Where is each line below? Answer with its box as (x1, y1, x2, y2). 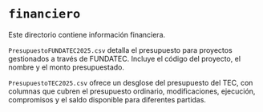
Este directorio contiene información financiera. (8, 30, 166, 39)
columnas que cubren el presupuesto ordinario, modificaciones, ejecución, (8, 86, 256, 96)
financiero (8, 6, 81, 22)
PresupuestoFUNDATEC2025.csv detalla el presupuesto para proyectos (8, 45, 233, 54)
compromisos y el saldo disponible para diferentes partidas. (8, 94, 207, 104)
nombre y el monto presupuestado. (8, 62, 124, 72)
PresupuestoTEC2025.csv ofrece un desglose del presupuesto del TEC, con (8, 78, 253, 87)
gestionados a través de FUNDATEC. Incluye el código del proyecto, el (8, 54, 241, 63)
